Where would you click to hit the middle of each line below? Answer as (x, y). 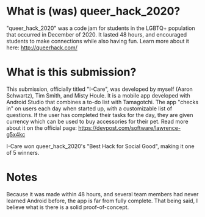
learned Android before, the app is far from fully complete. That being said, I (102, 201)
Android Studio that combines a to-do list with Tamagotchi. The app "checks (103, 102)
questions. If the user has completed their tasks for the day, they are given (100, 115)
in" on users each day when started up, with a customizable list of (89, 108)
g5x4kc (16, 134)
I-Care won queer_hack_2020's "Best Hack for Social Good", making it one (100, 146)
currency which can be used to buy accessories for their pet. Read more (97, 121)
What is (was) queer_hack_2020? (93, 11)
